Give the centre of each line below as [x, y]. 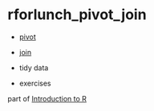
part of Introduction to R [47, 98]
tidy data [34, 67]
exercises [35, 83]
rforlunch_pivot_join [77, 15]
